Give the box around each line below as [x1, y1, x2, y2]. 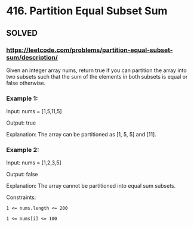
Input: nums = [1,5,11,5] [6, 108, 62, 115]
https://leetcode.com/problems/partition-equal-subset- [6, 46, 173, 54]
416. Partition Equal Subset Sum [6, 4, 168, 18]
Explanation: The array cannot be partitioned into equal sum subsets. [6, 182, 176, 189]
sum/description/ [6, 53, 58, 61]
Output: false [6, 171, 38, 178]
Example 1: [6, 94, 38, 102]
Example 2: [6, 146, 39, 154]
